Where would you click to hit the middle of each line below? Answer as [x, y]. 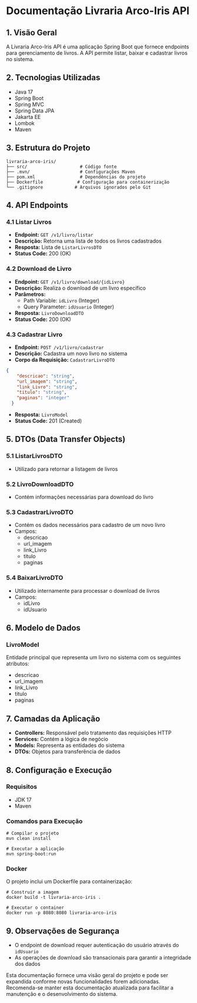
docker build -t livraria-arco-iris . [54, 898]
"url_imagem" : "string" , [47, 381]
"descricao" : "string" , [46, 376]
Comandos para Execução [44, 821]
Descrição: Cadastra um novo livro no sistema [71, 353]
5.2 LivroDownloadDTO [40, 484]
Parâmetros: [30, 294]
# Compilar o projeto [33, 833]
